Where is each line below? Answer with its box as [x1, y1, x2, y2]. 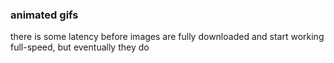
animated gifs [10, 8, 79, 22]
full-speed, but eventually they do [10, 41, 150, 53]
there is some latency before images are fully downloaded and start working [10, 31, 325, 43]
